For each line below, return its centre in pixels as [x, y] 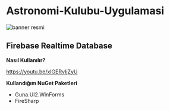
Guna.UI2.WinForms [40, 94]
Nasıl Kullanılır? [26, 60]
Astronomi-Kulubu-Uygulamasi [85, 11]
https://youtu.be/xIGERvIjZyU [42, 72]
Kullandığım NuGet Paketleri [42, 83]
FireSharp [27, 101]
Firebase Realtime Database [59, 46]
